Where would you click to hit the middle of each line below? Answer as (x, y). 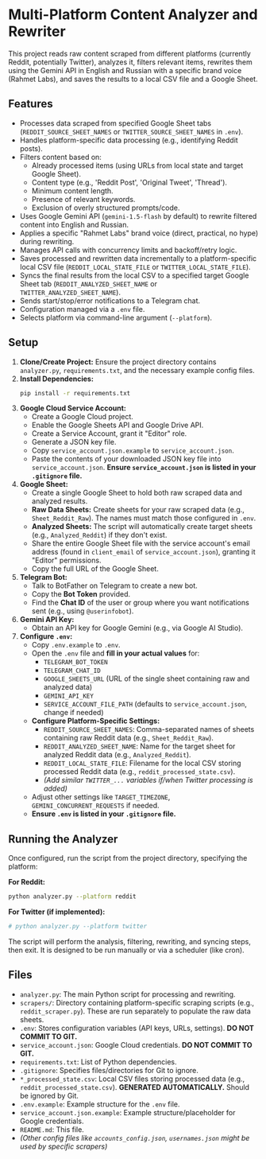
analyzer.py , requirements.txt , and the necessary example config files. (137, 370)
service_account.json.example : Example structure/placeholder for (127, 1112)
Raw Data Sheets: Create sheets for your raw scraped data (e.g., (138, 510)
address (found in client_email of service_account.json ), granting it (143, 552)
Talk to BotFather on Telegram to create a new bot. (115, 585)
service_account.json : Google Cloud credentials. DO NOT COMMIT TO (136, 1044)
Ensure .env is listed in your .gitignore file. (104, 814)
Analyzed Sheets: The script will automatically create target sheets (142, 527)
